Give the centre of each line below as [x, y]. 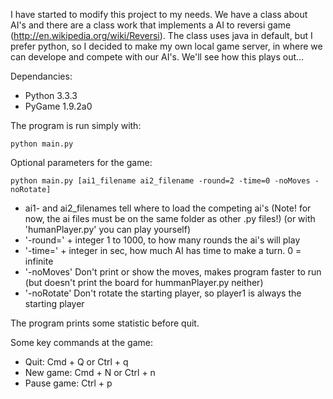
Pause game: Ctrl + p [68, 383]
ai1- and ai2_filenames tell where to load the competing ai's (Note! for [168, 208]
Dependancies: [41, 76]
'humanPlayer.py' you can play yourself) [108, 229]
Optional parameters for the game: [81, 162]
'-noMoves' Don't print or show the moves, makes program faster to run [173, 272]
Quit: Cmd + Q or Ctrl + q [76, 362]
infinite [39, 261]
